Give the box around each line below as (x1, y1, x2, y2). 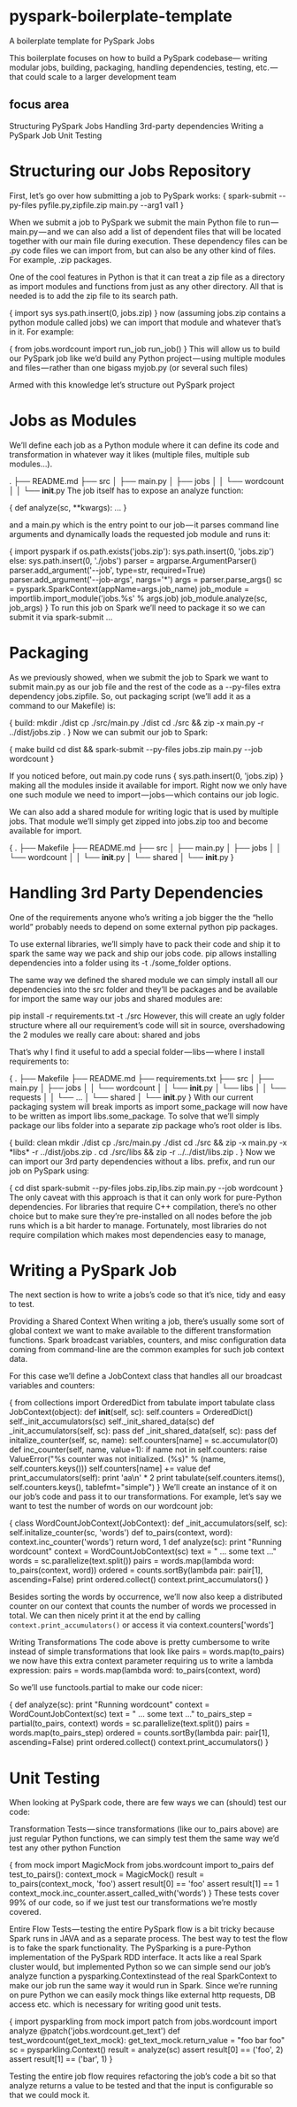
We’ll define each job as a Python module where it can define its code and (9, 440, 279, 450)
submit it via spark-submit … (9, 611, 113, 622)
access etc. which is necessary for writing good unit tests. (9, 1999, 222, 2010)
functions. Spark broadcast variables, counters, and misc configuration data (9, 1334, 287, 1346)
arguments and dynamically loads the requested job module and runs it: (9, 528, 271, 539)
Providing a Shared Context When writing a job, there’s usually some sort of (9, 1316, 285, 1326)
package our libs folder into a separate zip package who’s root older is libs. (9, 1119, 283, 1130)
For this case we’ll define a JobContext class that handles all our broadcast (9, 1371, 283, 1381)
